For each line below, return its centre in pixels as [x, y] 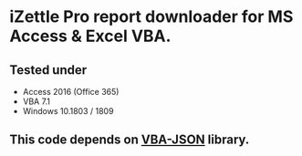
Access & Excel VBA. [90, 36]
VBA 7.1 [36, 101]
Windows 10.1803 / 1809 [68, 111]
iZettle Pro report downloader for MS [151, 17]
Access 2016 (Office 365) [71, 92]
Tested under [48, 70]
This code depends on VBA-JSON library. [130, 140]
